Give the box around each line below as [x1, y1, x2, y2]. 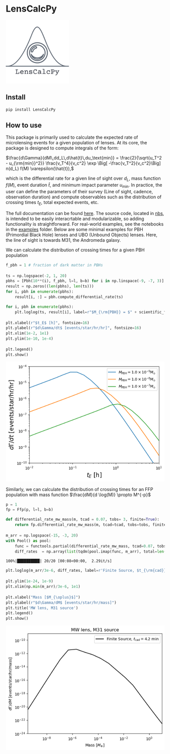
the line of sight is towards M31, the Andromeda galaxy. [6, 237, 121, 243]
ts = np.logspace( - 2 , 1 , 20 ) [6, 273, 67, 278]
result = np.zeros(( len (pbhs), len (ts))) [6, 284, 94, 289]
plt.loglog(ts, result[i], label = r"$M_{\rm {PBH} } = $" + [15, 309, 137, 314]
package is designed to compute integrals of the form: [6, 145, 119, 151]
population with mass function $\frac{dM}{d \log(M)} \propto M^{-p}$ [6, 492, 151, 498]
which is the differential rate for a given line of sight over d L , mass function [6, 175, 161, 183]
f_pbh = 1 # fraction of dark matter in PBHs [6, 262, 103, 267]
